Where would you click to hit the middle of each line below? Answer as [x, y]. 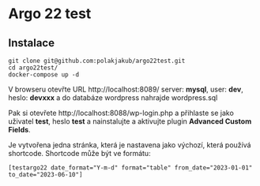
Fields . [19, 130]
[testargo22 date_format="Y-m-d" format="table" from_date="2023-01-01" [130, 168]
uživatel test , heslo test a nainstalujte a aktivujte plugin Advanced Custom [130, 121]
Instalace [32, 43]
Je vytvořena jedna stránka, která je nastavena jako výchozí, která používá [130, 145]
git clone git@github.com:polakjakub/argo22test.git [97, 61]
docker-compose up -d [44, 75]
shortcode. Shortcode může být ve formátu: [80, 153]
